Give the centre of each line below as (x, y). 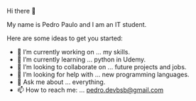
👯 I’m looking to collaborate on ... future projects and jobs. (102, 67)
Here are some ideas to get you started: (65, 38)
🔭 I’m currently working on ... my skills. (73, 52)
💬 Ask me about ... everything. (61, 82)
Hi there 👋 (21, 11)
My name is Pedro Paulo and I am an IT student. (77, 24)
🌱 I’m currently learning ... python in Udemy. (81, 59)
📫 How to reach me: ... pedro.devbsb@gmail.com (90, 90)
